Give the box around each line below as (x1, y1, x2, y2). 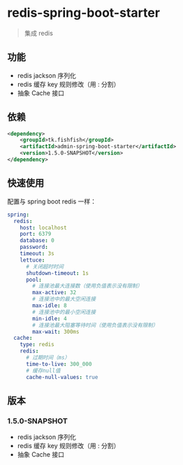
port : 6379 (20, 231, 52, 238)
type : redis (20, 341, 54, 348)
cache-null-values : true (25, 373, 98, 380)
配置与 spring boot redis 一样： (7, 197, 96, 206)
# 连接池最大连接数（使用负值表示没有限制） (32, 282, 143, 289)
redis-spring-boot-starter (7, 5, 161, 21)
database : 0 (20, 237, 54, 244)
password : (20, 243, 49, 251)
